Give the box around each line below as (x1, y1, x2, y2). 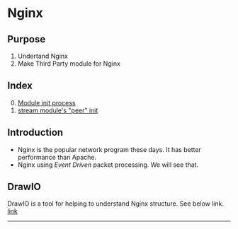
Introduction (7, 127, 64, 139)
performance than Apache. (17, 153, 97, 161)
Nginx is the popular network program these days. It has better (17, 145, 202, 153)
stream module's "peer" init (17, 106, 98, 114)
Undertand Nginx (17, 52, 69, 60)
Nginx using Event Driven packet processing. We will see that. (17, 160, 199, 169)
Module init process (17, 98, 76, 107)
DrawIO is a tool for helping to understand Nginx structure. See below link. (7, 199, 225, 208)
